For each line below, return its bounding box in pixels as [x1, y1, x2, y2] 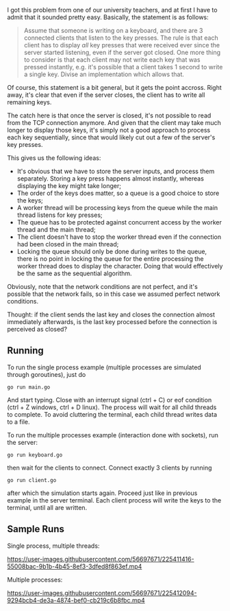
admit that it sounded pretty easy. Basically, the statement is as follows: [7, 13, 209, 21]
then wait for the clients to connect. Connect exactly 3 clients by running [7, 463, 212, 472]
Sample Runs [7, 523, 65, 535]
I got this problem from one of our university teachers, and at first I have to [7, 6, 218, 14]
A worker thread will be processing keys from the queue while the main [16, 204, 218, 211]
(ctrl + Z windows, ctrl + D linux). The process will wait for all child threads [7, 403, 217, 411]
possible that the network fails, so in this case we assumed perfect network [7, 290, 220, 298]
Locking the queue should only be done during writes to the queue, [16, 247, 207, 255]
